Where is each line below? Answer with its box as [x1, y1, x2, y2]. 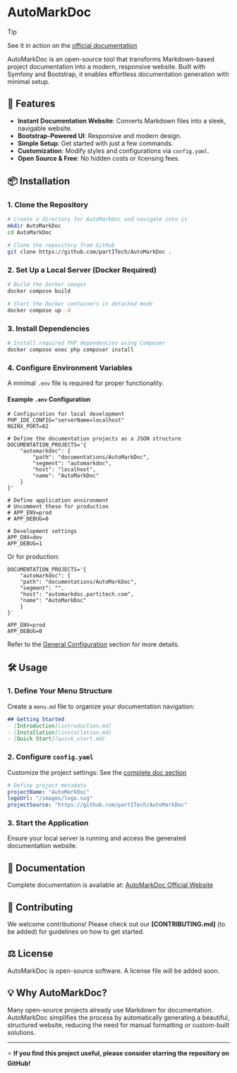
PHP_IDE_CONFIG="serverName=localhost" [7, 417, 125, 424]
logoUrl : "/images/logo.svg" [7, 795, 93, 802]
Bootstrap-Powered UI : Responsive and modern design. [17, 131, 182, 140]
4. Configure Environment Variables [7, 362, 133, 372]
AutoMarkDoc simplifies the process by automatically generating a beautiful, [7, 1013, 230, 1022]
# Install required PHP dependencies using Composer [7, 339, 166, 346]
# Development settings [7, 528, 78, 535]
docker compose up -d [7, 307, 71, 314]
